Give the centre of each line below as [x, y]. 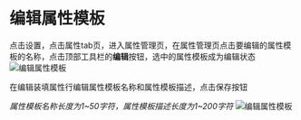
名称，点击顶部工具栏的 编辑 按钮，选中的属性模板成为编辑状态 [140, 56]
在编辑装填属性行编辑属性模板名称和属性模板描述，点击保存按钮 [128, 87]
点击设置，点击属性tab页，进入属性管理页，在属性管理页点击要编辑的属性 [146, 45]
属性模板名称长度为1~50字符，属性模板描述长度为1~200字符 [121, 106]
